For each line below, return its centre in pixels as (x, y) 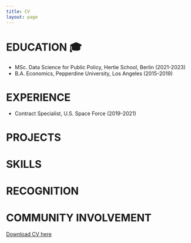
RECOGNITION (43, 191)
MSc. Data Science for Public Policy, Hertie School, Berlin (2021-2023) (100, 67)
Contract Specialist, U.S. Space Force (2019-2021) (75, 114)
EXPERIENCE (38, 97)
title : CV (18, 11)
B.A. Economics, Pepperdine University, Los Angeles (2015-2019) (94, 73)
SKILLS (24, 164)
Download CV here (29, 234)
